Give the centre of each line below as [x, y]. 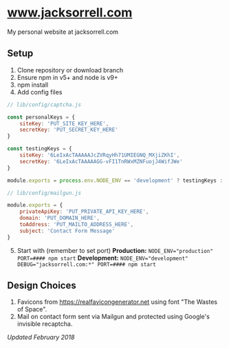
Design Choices [42, 286]
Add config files [40, 92]
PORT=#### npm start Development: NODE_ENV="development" [102, 258]
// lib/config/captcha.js [44, 105]
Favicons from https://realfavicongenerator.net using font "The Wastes [117, 302]
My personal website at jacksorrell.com [63, 32]
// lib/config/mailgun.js [44, 193]
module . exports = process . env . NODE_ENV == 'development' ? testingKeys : [115, 181]
